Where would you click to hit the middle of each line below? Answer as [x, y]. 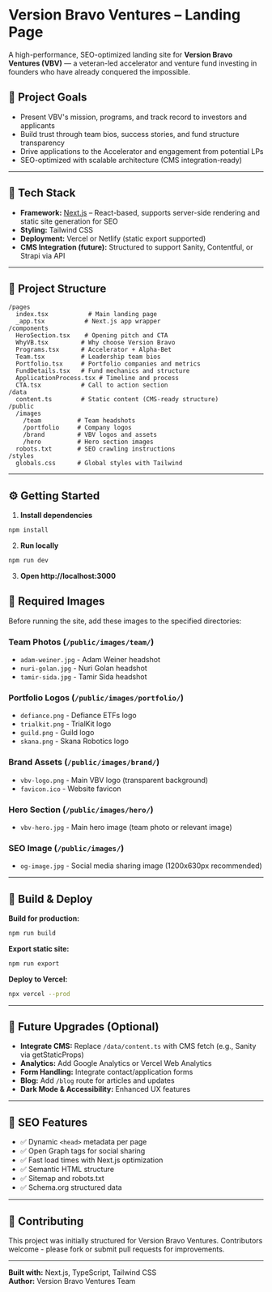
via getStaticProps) [52, 1055]
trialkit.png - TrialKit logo [66, 724]
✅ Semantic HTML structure [67, 1170]
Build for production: [44, 918]
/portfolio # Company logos [77, 428]
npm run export [34, 963]
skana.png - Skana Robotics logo [74, 741]
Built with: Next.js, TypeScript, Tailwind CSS [83, 1273]
